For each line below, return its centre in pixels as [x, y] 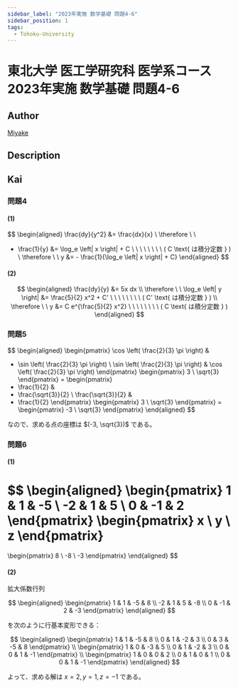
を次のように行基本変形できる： [54, 625]
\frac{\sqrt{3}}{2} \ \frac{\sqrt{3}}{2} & [75, 394]
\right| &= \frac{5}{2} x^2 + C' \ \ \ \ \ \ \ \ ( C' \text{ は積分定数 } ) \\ [119, 298]
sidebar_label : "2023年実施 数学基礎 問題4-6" [73, 14]
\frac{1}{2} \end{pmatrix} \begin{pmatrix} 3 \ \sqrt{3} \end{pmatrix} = [120, 402]
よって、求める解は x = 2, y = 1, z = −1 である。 [76, 677]
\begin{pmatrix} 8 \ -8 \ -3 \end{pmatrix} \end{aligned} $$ [93, 556]
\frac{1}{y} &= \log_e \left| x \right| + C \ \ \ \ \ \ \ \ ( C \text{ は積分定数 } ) [124, 249]
